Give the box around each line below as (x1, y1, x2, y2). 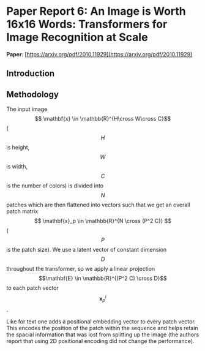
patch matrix (6, 208, 39, 215)
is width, (6, 163, 28, 170)
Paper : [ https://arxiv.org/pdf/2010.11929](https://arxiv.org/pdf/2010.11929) (6, 50, 193, 58)
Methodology (6, 89, 59, 99)
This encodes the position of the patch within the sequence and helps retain (6, 324, 198, 331)
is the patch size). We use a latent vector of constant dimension (6, 246, 167, 254)
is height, (6, 144, 30, 151)
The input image (6, 105, 48, 113)
